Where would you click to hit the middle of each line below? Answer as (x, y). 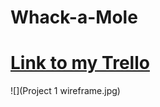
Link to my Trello (80, 63)
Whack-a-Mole (74, 17)
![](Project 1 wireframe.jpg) (65, 91)
